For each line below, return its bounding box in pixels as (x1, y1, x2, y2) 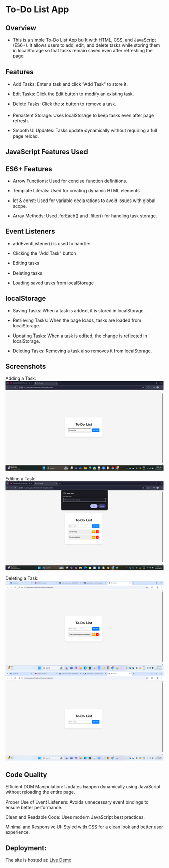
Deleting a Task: (5, 575, 39, 581)
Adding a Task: (5, 375, 36, 381)
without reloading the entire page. (5, 789, 75, 795)
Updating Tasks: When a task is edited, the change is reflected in (12, 332, 147, 339)
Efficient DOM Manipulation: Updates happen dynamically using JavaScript (5, 784, 161, 790)
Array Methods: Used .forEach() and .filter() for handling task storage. (12, 213, 157, 219)
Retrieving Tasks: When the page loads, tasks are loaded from (12, 317, 142, 323)
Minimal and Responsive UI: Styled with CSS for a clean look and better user (5, 824, 163, 830)
